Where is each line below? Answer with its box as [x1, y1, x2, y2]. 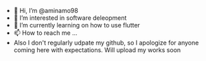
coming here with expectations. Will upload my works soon [13, 46, 181, 54]
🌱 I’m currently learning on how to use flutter [13, 21, 141, 29]
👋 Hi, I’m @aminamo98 [13, 7, 79, 14]
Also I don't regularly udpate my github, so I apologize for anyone [13, 38, 199, 47]
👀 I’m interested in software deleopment [13, 14, 127, 22]
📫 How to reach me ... [13, 29, 78, 37]
